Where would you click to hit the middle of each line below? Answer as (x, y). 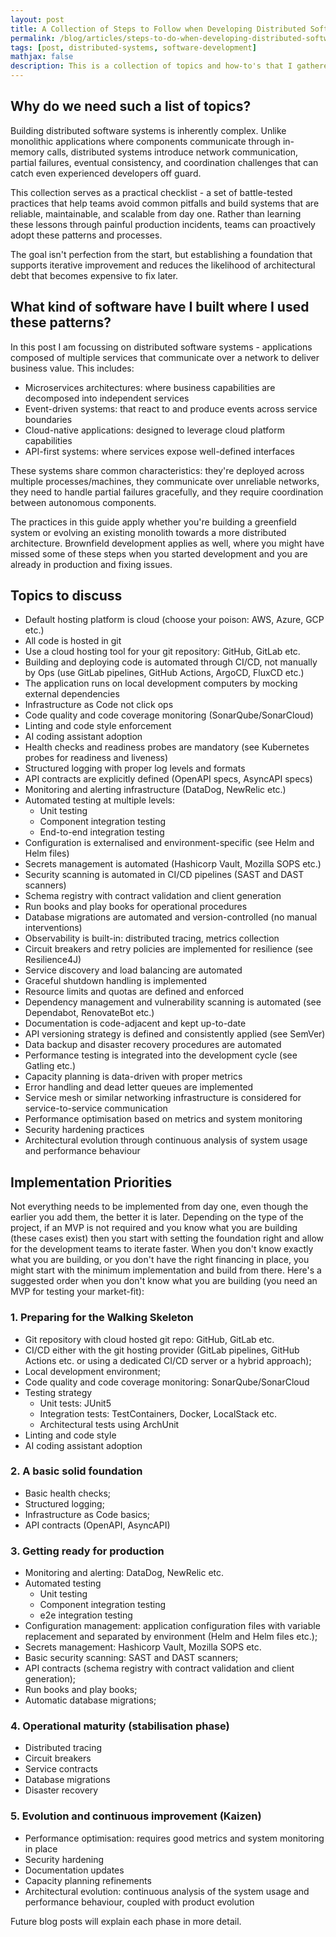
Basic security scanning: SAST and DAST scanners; (131, 1658)
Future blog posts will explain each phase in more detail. (126, 1921)
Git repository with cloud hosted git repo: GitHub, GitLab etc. (149, 1339)
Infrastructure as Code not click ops (99, 705)
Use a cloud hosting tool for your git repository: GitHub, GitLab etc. (162, 652)
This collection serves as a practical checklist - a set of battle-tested (151, 192)
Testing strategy (58, 1392)
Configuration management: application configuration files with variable (172, 1626)
